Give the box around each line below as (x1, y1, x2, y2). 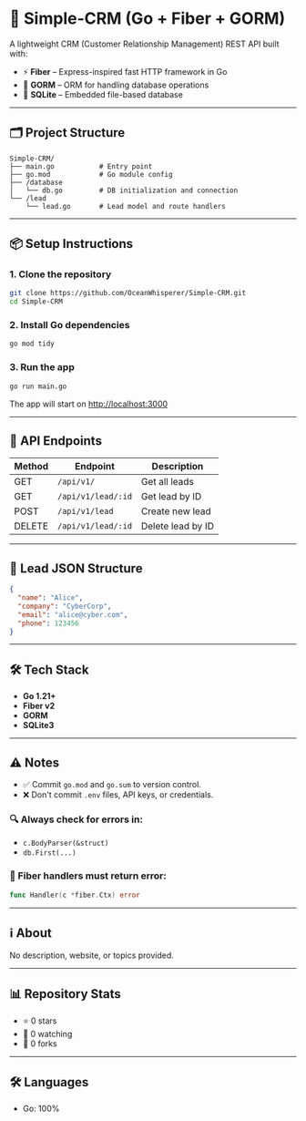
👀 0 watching (22, 1029, 73, 1040)
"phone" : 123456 (17, 619, 79, 628)
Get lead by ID (140, 490, 202, 503)
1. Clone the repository (9, 268, 112, 281)
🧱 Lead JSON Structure (9, 560, 143, 576)
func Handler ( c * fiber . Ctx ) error (9, 890, 141, 900)
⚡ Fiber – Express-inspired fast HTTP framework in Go (22, 66, 228, 77)
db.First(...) (22, 848, 76, 858)
